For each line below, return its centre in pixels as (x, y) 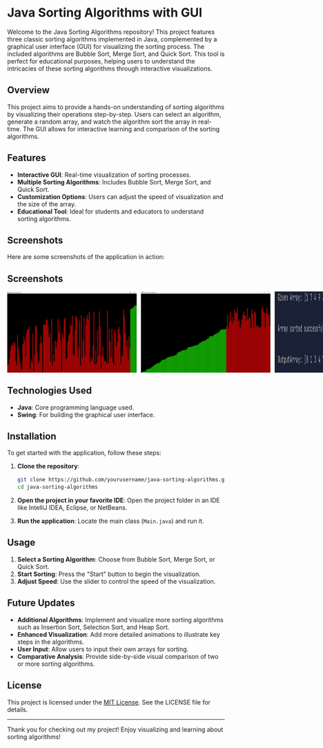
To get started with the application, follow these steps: (85, 453)
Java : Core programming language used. (76, 407)
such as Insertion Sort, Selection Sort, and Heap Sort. (93, 627)
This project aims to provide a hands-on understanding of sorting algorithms (116, 107)
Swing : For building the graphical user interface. (86, 414)
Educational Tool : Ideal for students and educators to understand (110, 211)
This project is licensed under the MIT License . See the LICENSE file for (109, 702)
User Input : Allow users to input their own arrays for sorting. (103, 649)
